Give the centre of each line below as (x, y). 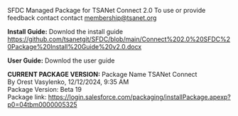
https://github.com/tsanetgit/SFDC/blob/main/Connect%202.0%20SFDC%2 (119, 39)
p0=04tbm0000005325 (42, 105)
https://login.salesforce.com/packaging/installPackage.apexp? (139, 97)
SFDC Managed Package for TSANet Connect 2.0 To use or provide (107, 10)
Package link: (27, 97)
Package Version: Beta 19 (44, 89)
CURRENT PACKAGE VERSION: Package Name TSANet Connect (102, 74)
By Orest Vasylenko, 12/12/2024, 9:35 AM (68, 82)
